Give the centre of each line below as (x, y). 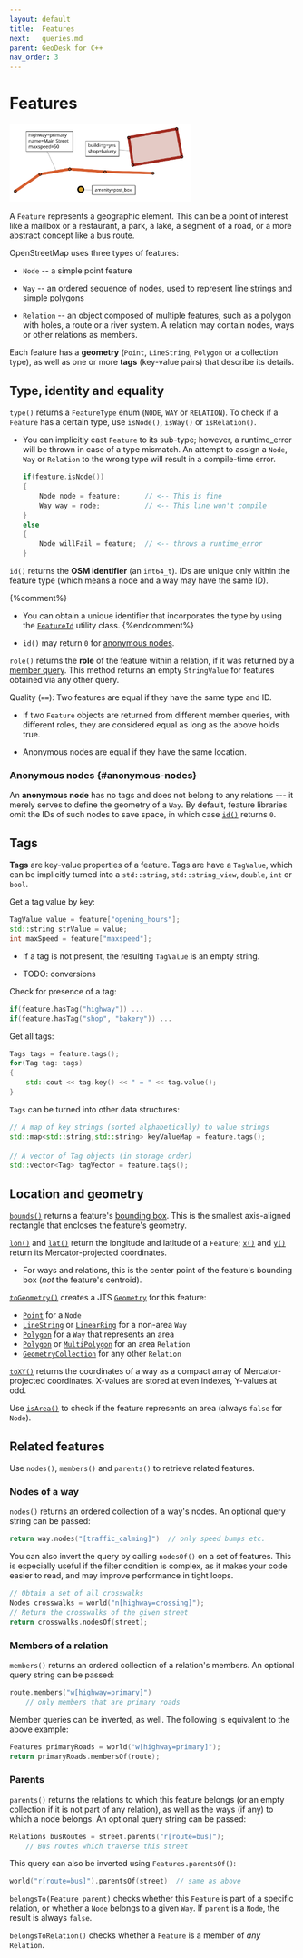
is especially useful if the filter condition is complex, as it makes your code (148, 1566)
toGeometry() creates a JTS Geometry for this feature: (108, 1298)
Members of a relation (59, 1646)
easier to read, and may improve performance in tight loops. (122, 1576)
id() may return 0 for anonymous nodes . (98, 643)
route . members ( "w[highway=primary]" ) (81, 1692)
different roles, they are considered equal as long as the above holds (151, 725)
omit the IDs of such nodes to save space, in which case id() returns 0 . (143, 815)
